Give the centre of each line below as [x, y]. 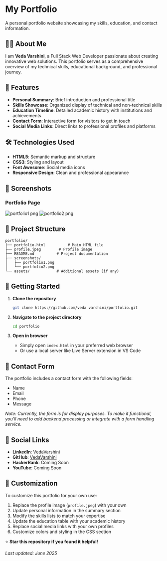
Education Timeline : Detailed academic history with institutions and [82, 110]
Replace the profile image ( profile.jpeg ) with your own [69, 505]
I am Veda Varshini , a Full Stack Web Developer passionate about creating [82, 56]
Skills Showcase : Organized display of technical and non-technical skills [87, 105]
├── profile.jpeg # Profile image [49, 249]
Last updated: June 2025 [31, 553]
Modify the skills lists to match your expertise [59, 516]
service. [13, 424]
